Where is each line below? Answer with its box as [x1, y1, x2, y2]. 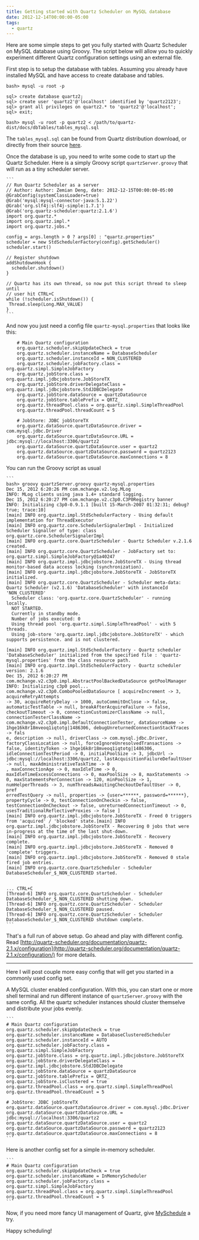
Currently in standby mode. [11, 611, 81, 617]
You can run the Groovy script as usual [6, 465, 101, 472]
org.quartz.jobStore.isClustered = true [6, 1079, 108, 1085]
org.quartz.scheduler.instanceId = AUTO [6, 1037, 108, 1043]
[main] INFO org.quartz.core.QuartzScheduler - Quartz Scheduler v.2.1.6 [6, 538, 192, 544]
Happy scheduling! [6, 1228, 52, 1235]
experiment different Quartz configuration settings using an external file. [6, 54, 182, 61]
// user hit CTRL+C [6, 291, 54, 297]
